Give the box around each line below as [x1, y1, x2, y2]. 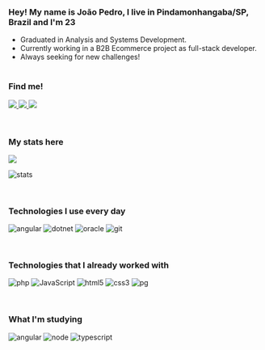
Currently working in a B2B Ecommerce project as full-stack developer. [19, 44, 257, 53]
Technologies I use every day [8, 205, 126, 217]
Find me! [8, 81, 44, 92]
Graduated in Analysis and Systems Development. [19, 35, 187, 44]
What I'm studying [8, 314, 83, 325]
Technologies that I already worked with [8, 259, 170, 271]
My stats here [8, 136, 64, 147]
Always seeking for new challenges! [19, 52, 141, 62]
